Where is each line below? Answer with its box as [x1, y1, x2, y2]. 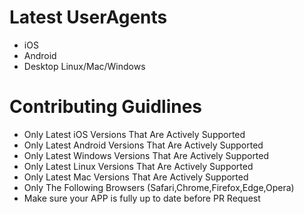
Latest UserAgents [9, 6, 168, 29]
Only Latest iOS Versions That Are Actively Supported [23, 128, 246, 140]
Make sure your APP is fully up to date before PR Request [23, 192, 261, 204]
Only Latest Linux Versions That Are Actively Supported [23, 160, 254, 172]
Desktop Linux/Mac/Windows [23, 60, 146, 72]
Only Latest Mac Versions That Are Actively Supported [23, 171, 249, 183]
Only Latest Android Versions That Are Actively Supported [23, 139, 264, 151]
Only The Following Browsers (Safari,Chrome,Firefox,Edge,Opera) [23, 181, 295, 193]
